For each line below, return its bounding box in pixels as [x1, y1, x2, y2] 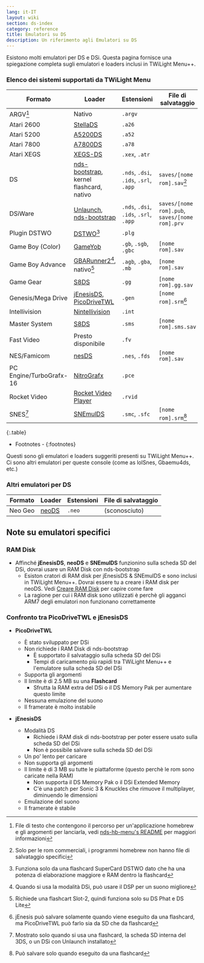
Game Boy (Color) [9, 242, 61, 251]
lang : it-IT [6, 9, 36, 15]
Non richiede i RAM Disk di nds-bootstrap [24, 645, 129, 653]
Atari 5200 [9, 130, 41, 139]
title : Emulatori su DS [6, 32, 67, 38]
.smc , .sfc [121, 409, 151, 418]
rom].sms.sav [158, 323, 196, 330]
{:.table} [6, 428, 27, 436]
